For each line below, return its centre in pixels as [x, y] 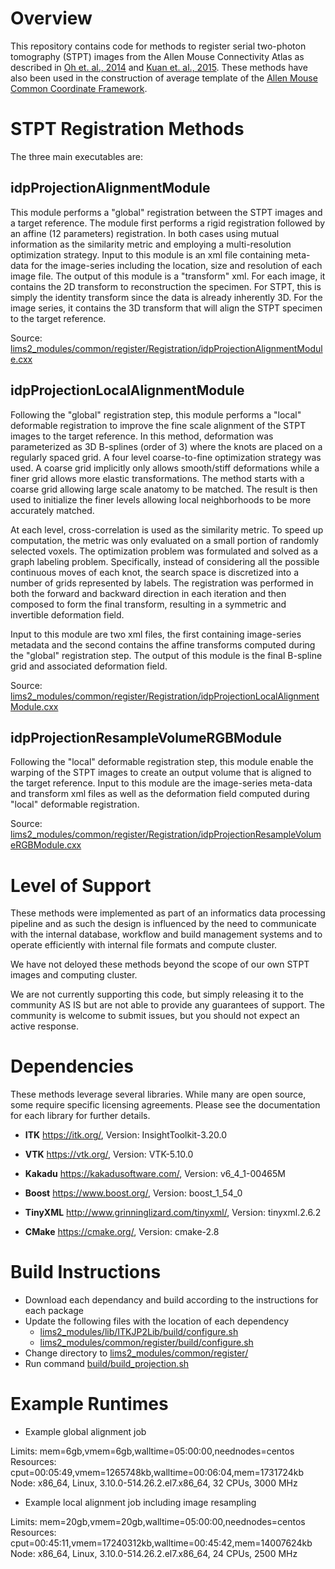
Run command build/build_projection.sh [107, 1364]
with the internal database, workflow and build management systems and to [166, 934]
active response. [44, 1026]
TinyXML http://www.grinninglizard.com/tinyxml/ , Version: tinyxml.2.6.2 [173, 1213]
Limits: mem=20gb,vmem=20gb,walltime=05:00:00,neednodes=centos [158, 1522]
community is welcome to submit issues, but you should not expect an [155, 1016]
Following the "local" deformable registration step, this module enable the [162, 762]
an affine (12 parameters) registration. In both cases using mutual [145, 233]
